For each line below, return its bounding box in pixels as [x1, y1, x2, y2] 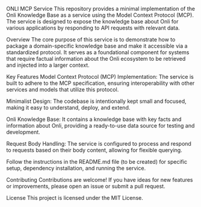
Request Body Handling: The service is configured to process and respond [6, 140, 191, 147]
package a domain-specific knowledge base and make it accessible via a [6, 42, 188, 49]
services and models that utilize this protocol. [6, 86, 119, 93]
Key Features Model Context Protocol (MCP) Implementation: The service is [6, 73, 194, 80]
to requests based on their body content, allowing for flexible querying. [6, 147, 182, 153]
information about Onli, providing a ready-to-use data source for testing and [6, 122, 195, 129]
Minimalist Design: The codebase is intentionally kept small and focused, [6, 97, 187, 105]
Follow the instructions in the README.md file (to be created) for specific [6, 158, 188, 165]
